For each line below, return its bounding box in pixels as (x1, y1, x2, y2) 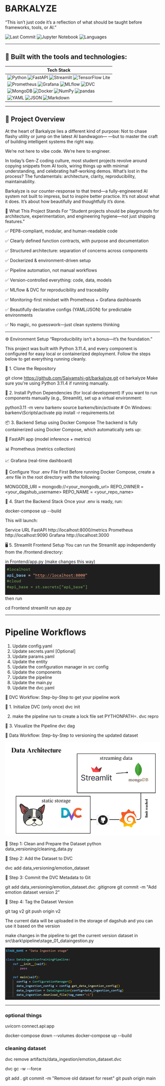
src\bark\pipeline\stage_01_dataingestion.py (5, 938, 94, 944)
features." (5, 218, 25, 224)
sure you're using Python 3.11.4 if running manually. (5, 380, 109, 386)
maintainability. (5, 178, 36, 184)
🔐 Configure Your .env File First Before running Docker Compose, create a (5, 469, 155, 474)
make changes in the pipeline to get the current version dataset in (5, 932, 138, 938)
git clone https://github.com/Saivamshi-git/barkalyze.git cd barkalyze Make (5, 375, 158, 381)
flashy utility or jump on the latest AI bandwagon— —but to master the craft (5, 133, 158, 139)
